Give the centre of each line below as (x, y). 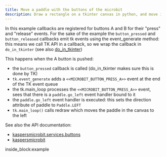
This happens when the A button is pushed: (49, 59)
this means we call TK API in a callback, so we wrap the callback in (73, 44)
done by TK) (25, 73)
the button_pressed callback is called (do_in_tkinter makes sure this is (83, 68)
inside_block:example (27, 149)
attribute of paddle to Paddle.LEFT (47, 105)
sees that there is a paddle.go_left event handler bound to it (74, 94)
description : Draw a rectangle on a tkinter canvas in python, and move (82, 14)
